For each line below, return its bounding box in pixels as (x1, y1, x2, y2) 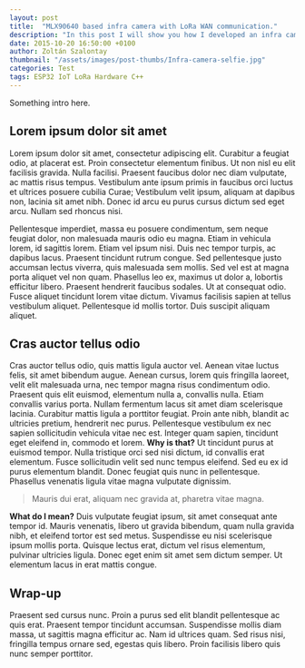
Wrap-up (9, 585, 62, 601)
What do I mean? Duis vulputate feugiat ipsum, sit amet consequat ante (9, 511, 278, 522)
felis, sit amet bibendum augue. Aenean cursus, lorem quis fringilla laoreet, (9, 369, 290, 381)
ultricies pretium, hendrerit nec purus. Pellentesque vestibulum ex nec (9, 418, 272, 429)
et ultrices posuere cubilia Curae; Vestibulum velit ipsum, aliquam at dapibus (9, 186, 295, 197)
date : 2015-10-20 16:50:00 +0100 (9, 38, 136, 48)
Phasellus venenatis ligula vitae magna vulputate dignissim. (9, 476, 231, 486)
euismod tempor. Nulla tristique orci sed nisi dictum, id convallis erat (9, 447, 265, 458)
